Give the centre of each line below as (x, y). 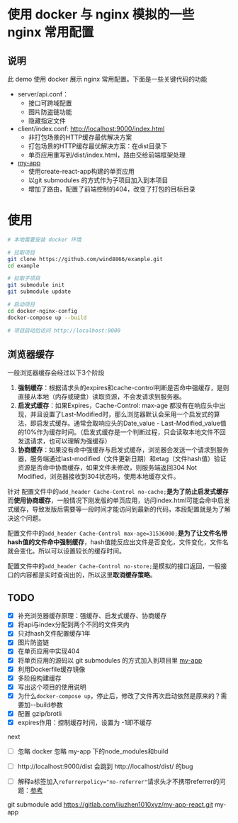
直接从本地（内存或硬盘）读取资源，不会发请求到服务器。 (101, 397)
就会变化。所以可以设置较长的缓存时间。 (66, 551)
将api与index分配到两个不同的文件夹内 (73, 624)
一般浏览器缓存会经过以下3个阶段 (56, 372)
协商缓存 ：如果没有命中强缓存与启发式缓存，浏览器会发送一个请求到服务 (123, 450)
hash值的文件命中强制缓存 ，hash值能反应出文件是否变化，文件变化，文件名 (118, 542)
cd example (23, 266)
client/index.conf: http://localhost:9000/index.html (91, 129)
